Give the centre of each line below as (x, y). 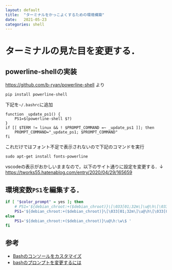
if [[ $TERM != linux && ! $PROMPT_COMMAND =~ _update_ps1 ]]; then (80, 128)
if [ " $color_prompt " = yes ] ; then (44, 202)
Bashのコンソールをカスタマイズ (47, 256)
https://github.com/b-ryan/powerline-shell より (55, 85)
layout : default (23, 10)
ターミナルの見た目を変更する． (73, 51)
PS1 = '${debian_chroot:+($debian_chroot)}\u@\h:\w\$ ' (73, 221)
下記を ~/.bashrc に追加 (29, 105)
